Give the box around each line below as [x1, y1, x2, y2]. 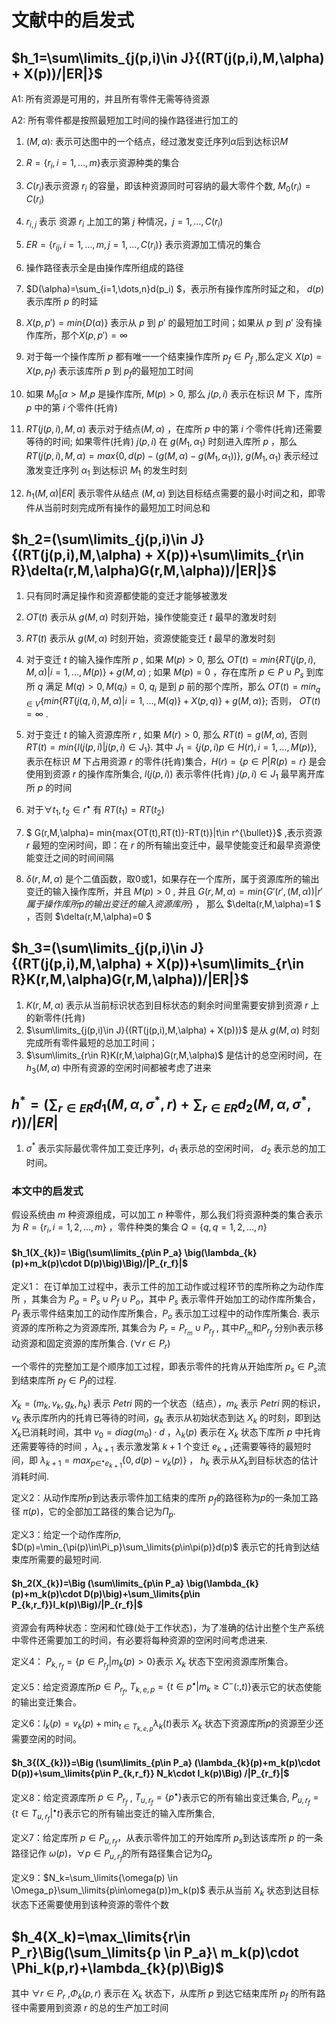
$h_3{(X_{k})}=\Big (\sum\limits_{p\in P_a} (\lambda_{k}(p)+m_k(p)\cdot [11, 1757, 321, 1769]
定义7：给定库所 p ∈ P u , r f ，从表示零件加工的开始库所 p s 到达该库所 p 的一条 [11, 1832, 324, 1848]
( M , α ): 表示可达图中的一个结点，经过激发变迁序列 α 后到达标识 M [25, 136, 289, 147]
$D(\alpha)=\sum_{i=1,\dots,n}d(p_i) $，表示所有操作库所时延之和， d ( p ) [25, 282, 325, 295]
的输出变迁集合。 [11, 1696, 82, 1708]
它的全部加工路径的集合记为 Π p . [48, 1506, 176, 1520]
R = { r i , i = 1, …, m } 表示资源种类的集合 [25, 157, 180, 171]
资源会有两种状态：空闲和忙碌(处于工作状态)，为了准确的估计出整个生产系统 [11, 1622, 325, 1634]
